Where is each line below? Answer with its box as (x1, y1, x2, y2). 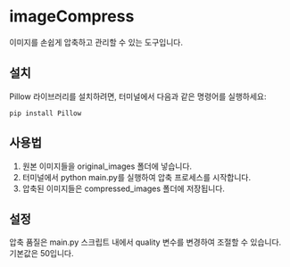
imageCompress (9, 6, 135, 27)
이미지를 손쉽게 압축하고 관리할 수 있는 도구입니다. (9, 37, 184, 47)
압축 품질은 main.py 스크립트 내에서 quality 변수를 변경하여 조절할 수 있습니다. (9, 237, 282, 247)
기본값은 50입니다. (9, 248, 74, 259)
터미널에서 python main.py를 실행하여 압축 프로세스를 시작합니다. (21, 171, 252, 182)
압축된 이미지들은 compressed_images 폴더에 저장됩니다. (21, 183, 226, 194)
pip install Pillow (9, 109, 82, 118)
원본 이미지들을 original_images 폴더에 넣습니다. (21, 161, 193, 171)
